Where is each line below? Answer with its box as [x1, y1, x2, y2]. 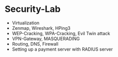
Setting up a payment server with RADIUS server [12, 46, 113, 52]
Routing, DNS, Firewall [12, 41, 59, 47]
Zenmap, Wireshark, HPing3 [12, 25, 71, 31]
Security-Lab [5, 3, 61, 15]
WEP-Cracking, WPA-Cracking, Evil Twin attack [12, 30, 110, 36]
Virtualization [12, 20, 40, 26]
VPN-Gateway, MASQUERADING [12, 36, 80, 42]
